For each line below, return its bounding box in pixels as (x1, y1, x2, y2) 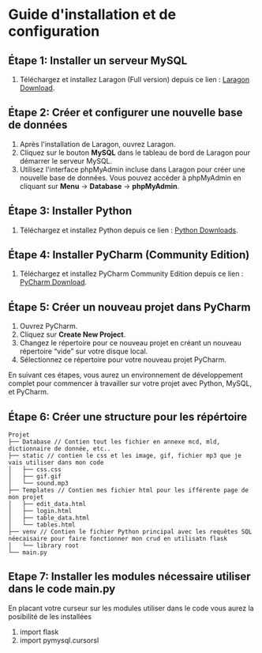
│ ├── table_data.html (8, 514, 90, 523)
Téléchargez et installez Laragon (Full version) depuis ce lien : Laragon (19, 75, 250, 84)
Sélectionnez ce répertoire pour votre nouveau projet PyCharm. (19, 355, 227, 364)
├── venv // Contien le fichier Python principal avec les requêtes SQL (8, 528, 253, 536)
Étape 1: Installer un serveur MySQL (8, 54, 188, 67)
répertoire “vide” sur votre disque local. (19, 346, 148, 357)
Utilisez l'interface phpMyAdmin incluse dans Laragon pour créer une (19, 164, 246, 174)
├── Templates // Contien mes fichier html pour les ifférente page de (8, 486, 249, 495)
